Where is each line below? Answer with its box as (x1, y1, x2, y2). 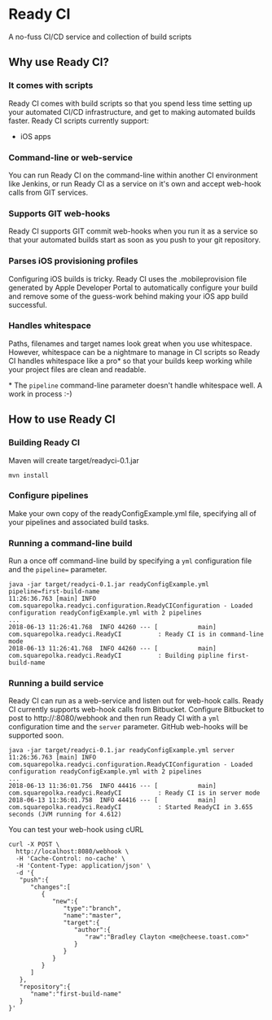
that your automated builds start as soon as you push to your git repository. (8, 235, 261, 245)
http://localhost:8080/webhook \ (15, 847, 129, 856)
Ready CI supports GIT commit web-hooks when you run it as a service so (8, 226, 258, 236)
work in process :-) (8, 388, 72, 399)
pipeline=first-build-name (8, 588, 100, 596)
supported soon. (8, 730, 64, 741)
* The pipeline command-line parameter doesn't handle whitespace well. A (8, 380, 263, 390)
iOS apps (20, 131, 51, 141)
